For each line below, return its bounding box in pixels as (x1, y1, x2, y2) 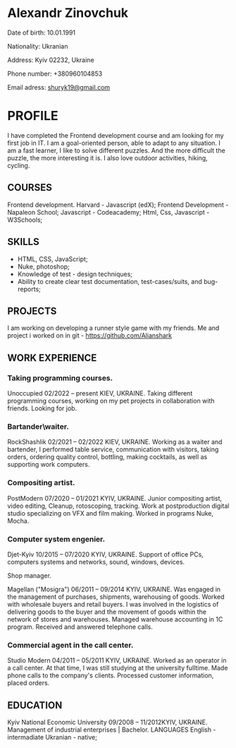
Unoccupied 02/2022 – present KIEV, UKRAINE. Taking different (7, 389, 193, 397)
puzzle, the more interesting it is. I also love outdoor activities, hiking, (7, 153, 208, 162)
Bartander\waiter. (7, 422, 69, 432)
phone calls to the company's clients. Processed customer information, (7, 671, 214, 679)
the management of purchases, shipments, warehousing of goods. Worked (7, 592, 225, 601)
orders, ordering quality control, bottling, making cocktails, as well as (7, 453, 208, 461)
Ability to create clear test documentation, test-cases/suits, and (17, 277, 202, 285)
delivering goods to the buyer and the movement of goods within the (7, 607, 206, 616)
